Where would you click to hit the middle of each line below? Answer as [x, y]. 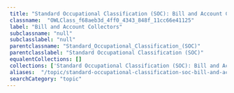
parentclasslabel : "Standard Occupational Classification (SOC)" [107, 53]
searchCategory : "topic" [45, 79]
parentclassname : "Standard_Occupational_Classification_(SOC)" [105, 46]
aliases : [22, 72]
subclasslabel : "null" [43, 40]
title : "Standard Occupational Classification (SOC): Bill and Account [116, 14]
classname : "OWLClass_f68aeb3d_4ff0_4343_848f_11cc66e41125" [102, 20]
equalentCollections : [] [45, 59]
